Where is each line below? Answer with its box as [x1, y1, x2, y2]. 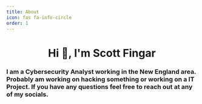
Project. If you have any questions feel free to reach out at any [6, 83, 193, 91]
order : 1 [6, 20, 29, 26]
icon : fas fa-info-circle [6, 15, 72, 21]
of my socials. [6, 90, 49, 99]
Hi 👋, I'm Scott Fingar [48, 46, 156, 60]
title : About [6, 8, 39, 15]
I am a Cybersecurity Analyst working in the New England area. [6, 68, 197, 76]
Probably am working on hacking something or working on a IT [6, 75, 195, 83]
